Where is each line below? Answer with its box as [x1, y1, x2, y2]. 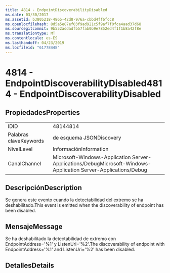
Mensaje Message [5, 222, 63, 231]
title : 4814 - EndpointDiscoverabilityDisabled [5, 7, 108, 13]
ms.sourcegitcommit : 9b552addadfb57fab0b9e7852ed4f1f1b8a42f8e [5, 26, 142, 31]
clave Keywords [8, 137, 45, 144]
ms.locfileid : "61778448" [5, 45, 60, 50]
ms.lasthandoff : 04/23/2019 [5, 40, 65, 45]
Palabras [8, 131, 29, 138]
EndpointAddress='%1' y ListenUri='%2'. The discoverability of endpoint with [5, 241, 165, 247]
